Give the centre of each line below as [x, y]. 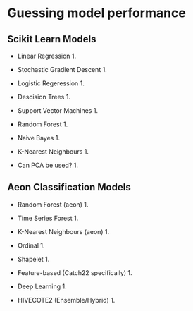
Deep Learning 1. [42, 286]
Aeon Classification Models [69, 187]
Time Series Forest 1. [48, 218]
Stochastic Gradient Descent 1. [62, 69]
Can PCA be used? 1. [48, 165]
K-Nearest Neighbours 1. [53, 152]
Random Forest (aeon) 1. [53, 204]
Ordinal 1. [31, 245]
